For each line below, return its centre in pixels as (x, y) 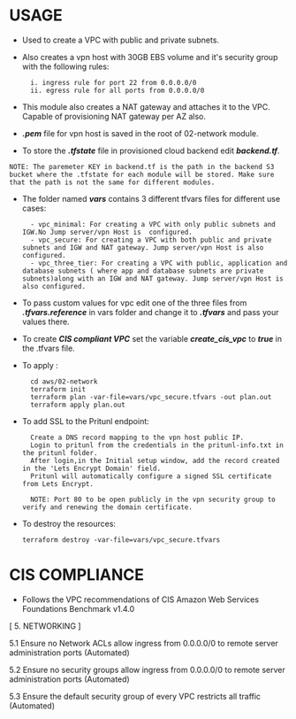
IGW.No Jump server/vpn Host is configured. (107, 232)
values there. (46, 321)
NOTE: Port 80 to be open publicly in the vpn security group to (153, 499)
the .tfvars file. (48, 348)
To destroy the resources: (69, 523)
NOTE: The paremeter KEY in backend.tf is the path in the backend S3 (142, 166)
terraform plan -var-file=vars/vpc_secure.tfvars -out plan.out (151, 397)
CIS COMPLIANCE (76, 575)
